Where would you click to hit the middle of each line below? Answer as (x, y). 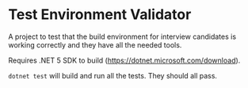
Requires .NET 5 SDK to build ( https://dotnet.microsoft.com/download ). (124, 60)
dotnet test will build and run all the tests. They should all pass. (113, 75)
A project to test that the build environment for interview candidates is (122, 36)
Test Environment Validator (100, 15)
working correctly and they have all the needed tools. (95, 44)
